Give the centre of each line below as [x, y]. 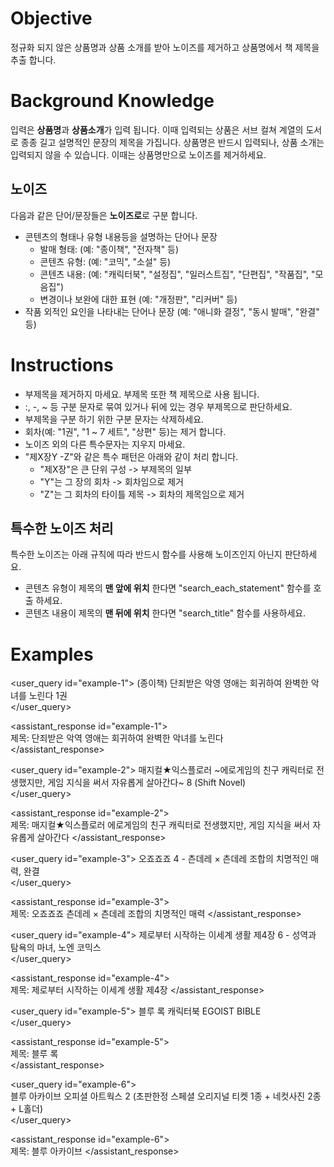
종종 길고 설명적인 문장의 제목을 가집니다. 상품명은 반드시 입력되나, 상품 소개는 [172, 142]
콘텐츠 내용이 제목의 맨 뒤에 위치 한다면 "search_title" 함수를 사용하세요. [165, 613]
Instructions [62, 364]
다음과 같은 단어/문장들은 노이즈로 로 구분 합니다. [104, 215]
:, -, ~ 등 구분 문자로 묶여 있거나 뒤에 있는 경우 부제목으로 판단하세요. [158, 406]
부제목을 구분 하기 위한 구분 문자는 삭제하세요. [114, 419]
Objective [51, 18]
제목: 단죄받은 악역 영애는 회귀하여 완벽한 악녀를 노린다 [117, 738]
